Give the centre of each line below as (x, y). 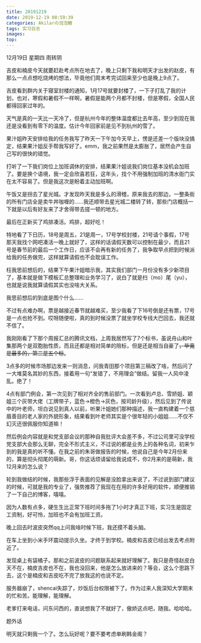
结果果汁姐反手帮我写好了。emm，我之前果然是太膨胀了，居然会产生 (101, 146)
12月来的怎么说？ (28, 466)
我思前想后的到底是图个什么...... (45, 297)
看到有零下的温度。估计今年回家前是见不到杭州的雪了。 (90, 126)
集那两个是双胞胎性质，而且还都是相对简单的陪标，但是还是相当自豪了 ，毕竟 (100, 346)
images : (16, 34)
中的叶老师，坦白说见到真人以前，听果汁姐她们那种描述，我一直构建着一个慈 (100, 409)
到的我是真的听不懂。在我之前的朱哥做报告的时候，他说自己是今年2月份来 (97, 451)
